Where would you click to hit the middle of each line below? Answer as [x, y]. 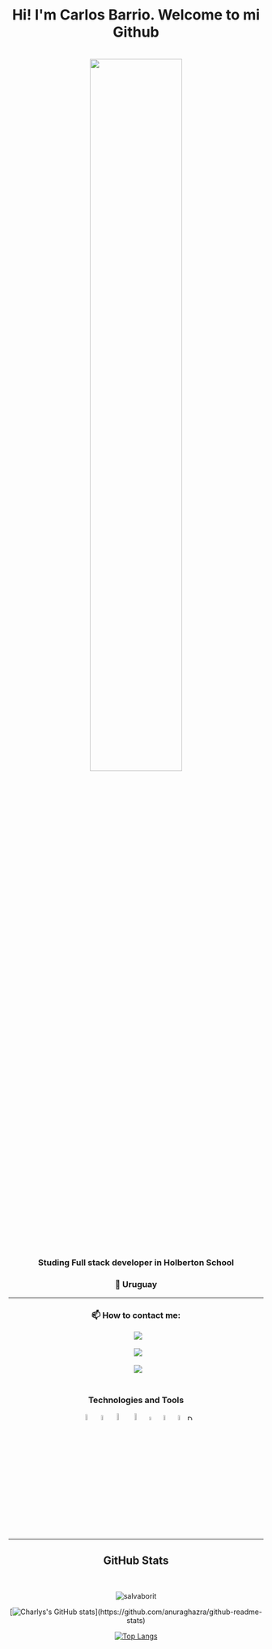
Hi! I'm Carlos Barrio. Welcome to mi [136, 15]
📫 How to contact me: [136, 1315]
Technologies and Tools [136, 1400]
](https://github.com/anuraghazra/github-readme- [179, 1612]
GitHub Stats [136, 1561]
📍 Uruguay [136, 1284]
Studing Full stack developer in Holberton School [136, 1262]
